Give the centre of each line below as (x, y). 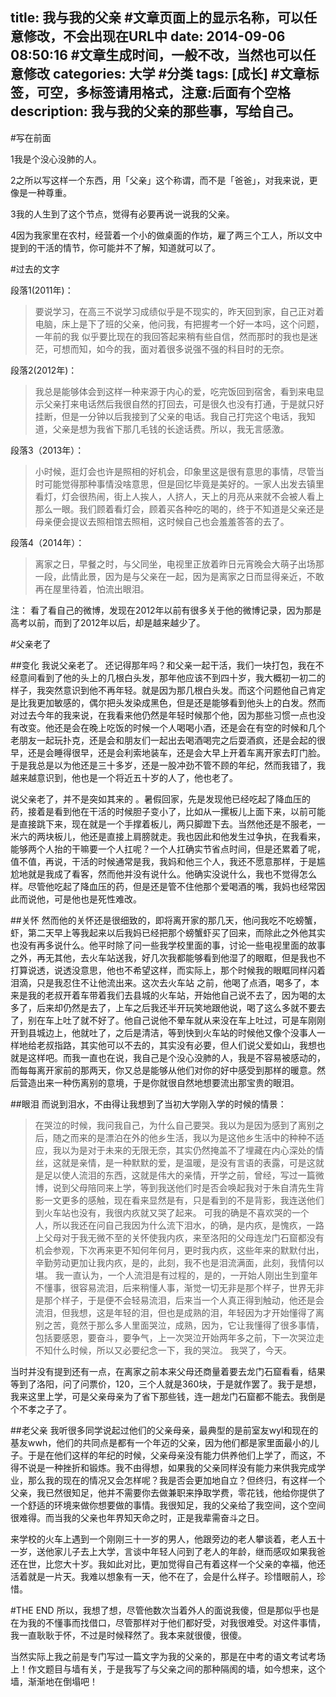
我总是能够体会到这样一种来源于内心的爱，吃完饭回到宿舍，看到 (166, 391)
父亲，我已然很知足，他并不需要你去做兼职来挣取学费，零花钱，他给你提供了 (168, 1492)
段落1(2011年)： (42, 290)
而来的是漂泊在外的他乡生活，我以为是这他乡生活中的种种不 (192, 1137)
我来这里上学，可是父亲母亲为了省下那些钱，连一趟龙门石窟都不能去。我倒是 (168, 1396)
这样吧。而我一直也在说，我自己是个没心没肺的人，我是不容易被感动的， (176, 1057)
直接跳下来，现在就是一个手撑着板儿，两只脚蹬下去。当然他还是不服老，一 (172, 824)
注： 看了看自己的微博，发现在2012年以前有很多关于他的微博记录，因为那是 (166, 610)
